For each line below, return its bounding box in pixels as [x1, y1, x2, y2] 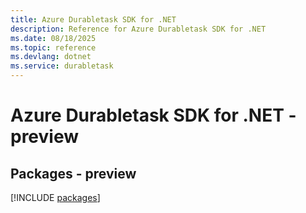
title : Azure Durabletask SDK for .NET [10, 14, 177, 25]
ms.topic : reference [10, 42, 97, 53]
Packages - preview [10, 165, 137, 182]
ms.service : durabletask [10, 61, 114, 71]
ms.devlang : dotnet [10, 52, 92, 62]
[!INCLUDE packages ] [10, 192, 101, 203]
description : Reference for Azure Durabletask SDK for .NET [10, 24, 267, 34]
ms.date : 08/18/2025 [10, 33, 97, 43]
